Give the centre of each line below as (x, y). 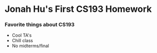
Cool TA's (22, 35)
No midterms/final (30, 46)
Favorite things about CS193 (40, 25)
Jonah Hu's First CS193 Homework (78, 9)
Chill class (22, 41)
